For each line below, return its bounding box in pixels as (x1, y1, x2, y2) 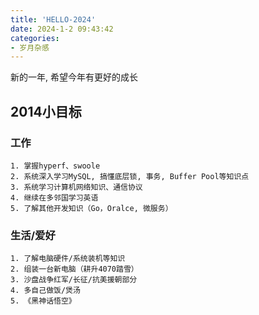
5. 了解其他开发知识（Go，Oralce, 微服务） (10, 203, 173, 213)
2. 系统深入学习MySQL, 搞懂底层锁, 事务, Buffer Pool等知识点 (10, 171, 250, 181)
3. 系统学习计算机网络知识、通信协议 (10, 182, 143, 192)
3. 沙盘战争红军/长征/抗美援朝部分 (10, 275, 138, 285)
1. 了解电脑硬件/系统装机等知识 (10, 254, 126, 264)
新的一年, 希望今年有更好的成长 (10, 71, 138, 83)
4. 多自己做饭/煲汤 (10, 286, 81, 296)
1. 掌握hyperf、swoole (10, 161, 101, 171)
